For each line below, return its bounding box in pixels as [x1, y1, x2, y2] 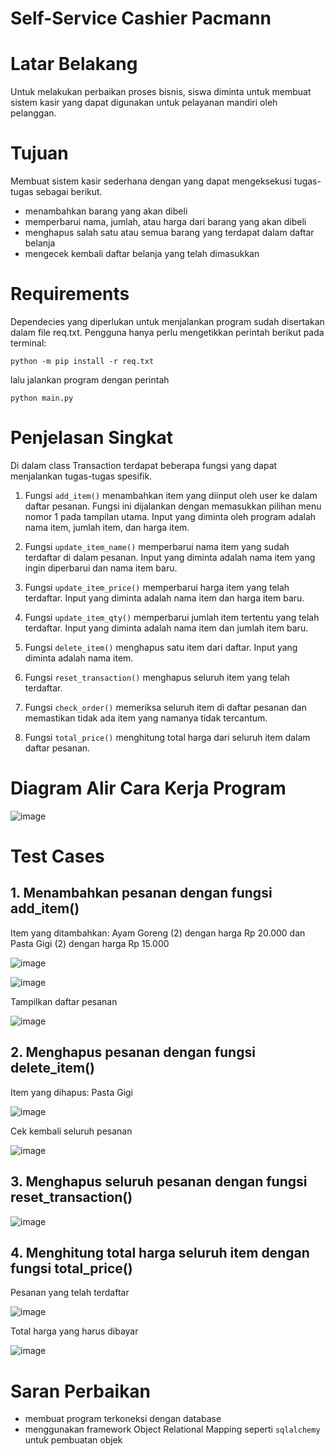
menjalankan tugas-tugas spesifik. [10, 470, 153, 482]
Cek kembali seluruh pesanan [10, 1125, 133, 1137]
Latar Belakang [10, 53, 138, 76]
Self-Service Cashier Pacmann [10, 7, 272, 30]
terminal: [10, 337, 47, 349]
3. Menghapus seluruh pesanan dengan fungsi [10, 1173, 308, 1191]
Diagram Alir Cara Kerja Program [10, 777, 287, 800]
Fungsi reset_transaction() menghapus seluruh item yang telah [24, 671, 290, 683]
